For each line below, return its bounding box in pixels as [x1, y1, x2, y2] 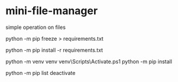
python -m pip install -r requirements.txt [5, 46, 103, 54]
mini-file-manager [5, 4, 98, 18]
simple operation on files [5, 24, 66, 31]
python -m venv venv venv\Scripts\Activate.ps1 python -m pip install [5, 58, 173, 65]
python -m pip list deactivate [5, 69, 76, 76]
